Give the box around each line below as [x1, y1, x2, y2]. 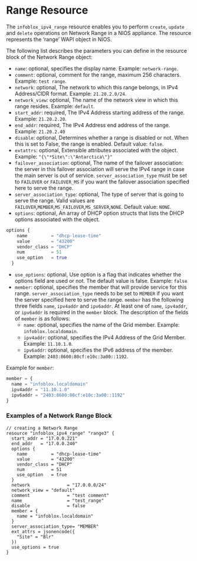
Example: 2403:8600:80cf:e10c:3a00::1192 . [23, 353, 129, 360]
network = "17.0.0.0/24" [11, 482, 107, 488]
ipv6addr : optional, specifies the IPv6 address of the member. [23, 347, 173, 354]
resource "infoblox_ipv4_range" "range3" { [6, 430, 115, 436]
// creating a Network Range [6, 425, 78, 431]
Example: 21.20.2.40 [14, 128, 65, 135]
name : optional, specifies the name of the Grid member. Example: [23, 321, 180, 328]
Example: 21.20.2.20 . [14, 115, 67, 122]
